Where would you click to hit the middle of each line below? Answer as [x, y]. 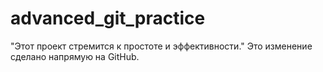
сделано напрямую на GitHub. [75, 56]
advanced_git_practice [108, 18]
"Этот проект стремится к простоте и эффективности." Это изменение [161, 46]
